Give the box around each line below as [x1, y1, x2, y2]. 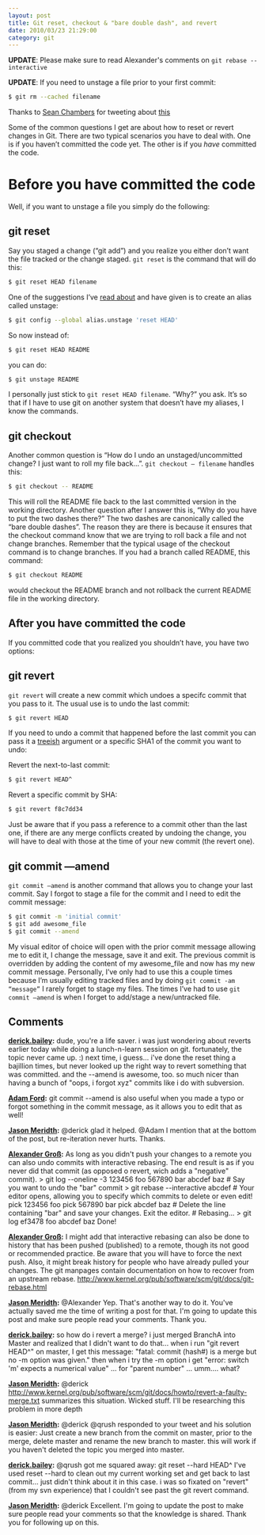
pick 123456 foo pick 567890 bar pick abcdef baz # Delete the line [8, 1200, 226, 1209]
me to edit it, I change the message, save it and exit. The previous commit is [8, 950, 256, 959]
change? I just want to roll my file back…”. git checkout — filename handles [8, 459, 255, 468]
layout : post [8, 11, 51, 20]
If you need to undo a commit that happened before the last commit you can [8, 728, 257, 737]
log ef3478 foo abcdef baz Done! [8, 1217, 117, 1226]
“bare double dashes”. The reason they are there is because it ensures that [8, 522, 252, 531]
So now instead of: [8, 330, 70, 340]
